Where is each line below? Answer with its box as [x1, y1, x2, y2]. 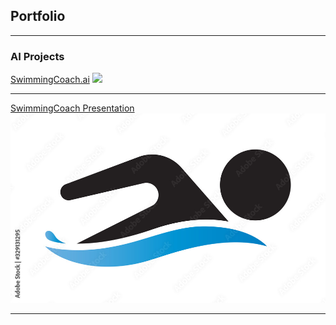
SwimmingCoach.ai [10, 74, 90, 86]
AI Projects [10, 49, 65, 63]
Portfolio [10, 8, 66, 25]
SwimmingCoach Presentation [10, 102, 135, 114]
